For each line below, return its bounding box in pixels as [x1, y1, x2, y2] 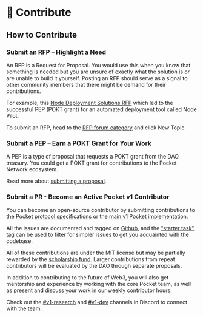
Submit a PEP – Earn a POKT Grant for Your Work [6, 139, 151, 148]
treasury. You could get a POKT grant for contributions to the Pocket [6, 159, 177, 166]
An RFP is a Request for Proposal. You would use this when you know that [6, 61, 191, 69]
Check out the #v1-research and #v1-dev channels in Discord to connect [6, 299, 188, 306]
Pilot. [6, 112, 19, 119]
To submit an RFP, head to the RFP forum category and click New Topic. [6, 124, 187, 131]
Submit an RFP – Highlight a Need [6, 48, 106, 56]
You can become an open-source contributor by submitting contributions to [6, 206, 195, 214]
